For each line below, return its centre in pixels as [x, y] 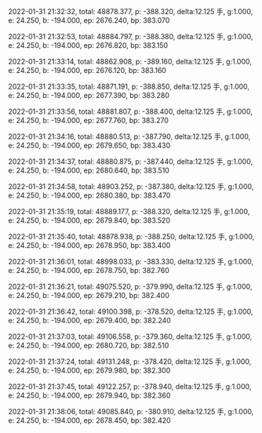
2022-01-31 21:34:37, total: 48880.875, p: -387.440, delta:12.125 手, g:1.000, [131, 162]
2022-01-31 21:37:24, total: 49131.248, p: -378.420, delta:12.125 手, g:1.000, [130, 362]
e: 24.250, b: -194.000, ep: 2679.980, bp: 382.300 [89, 370]
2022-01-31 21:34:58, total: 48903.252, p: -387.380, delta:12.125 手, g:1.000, [131, 186]
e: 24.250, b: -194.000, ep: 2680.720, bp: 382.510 [89, 345]
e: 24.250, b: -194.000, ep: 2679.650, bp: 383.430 [89, 145]
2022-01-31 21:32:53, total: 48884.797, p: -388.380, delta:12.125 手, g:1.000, [131, 36]
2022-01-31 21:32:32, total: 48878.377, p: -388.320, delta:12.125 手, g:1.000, [131, 11]
